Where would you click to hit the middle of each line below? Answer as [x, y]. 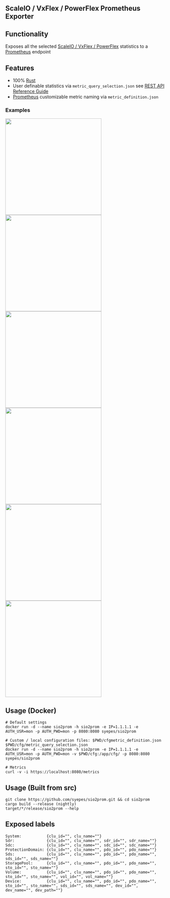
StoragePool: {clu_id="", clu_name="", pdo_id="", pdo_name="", [81, 863]
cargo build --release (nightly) [41, 804]
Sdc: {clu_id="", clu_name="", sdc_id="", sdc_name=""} [81, 845]
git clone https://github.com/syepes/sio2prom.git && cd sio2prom [78, 799]
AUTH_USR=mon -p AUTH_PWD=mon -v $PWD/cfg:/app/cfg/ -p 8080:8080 [78, 754]
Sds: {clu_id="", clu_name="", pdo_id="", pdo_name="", [81, 854]
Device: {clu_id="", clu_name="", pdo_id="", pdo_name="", [81, 881]
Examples [18, 110]
